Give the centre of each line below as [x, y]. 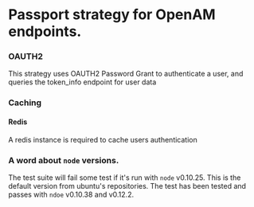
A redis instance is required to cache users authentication [103, 139]
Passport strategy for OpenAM [112, 15]
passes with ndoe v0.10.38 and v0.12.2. [71, 194]
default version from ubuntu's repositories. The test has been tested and [127, 186]
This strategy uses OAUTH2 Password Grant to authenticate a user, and [126, 74]
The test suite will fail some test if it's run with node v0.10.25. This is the [125, 178]
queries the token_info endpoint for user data [82, 82]
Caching [25, 103]
